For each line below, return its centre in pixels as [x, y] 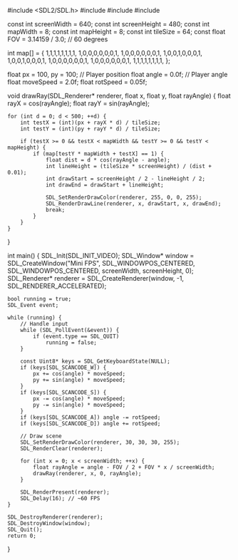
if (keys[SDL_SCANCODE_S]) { [63, 393]
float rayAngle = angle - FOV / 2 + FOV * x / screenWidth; [124, 467]
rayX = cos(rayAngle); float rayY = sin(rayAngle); [79, 103]
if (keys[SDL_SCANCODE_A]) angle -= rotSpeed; [90, 418]
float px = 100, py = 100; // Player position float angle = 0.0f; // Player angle [118, 74]
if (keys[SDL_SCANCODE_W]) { [63, 368]
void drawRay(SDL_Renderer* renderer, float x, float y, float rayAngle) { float [119, 96]
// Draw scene [41, 436]
